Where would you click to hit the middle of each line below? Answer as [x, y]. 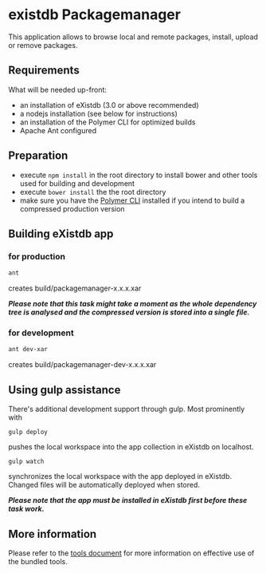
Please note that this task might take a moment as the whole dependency [133, 304]
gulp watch [26, 462]
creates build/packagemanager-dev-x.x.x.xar [82, 365]
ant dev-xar [28, 350]
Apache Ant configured [58, 130]
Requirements [44, 71]
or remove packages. [43, 45]
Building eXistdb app [61, 233]
